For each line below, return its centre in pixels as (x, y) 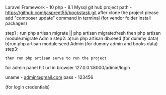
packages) (16, 23)
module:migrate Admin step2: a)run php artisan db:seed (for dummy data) (82, 38)
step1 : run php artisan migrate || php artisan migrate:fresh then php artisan (83, 33)
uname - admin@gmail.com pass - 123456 (49, 77)
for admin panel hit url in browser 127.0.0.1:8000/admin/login (68, 68)
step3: (12, 49)
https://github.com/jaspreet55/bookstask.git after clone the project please (82, 13)
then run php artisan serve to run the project (56, 58)
